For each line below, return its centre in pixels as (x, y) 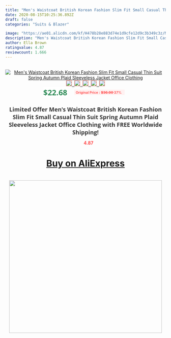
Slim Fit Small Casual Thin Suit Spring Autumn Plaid (85, 117)
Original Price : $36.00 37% (99, 92)
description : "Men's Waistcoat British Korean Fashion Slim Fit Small (82, 38)
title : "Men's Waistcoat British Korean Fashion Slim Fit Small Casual (83, 10)
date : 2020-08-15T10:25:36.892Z (39, 15)
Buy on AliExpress (85, 164)
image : (12, 34)
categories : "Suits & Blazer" (37, 24)
